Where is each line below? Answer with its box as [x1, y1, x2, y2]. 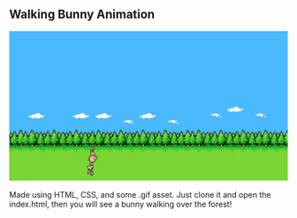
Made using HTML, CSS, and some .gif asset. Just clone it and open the [9, 190, 271, 199]
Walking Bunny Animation [9, 7, 156, 22]
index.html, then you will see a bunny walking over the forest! [9, 199, 232, 209]
